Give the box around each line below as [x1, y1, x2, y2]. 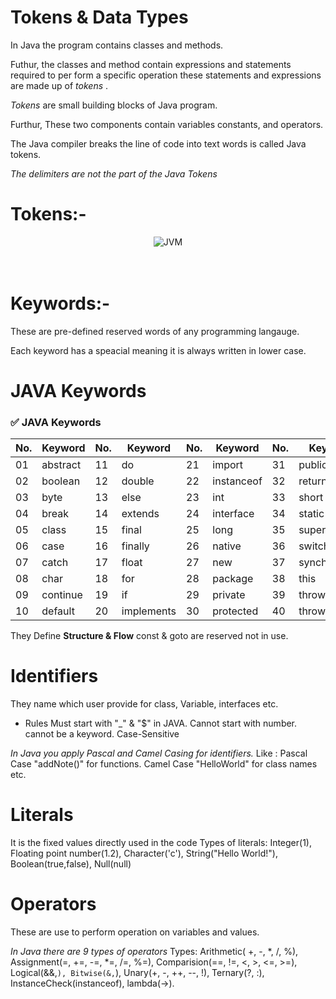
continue [41, 588, 83, 602]
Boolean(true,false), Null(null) [10, 858, 132, 870]
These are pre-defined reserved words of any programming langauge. [10, 325, 300, 337]
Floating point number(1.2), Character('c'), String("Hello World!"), [10, 847, 278, 860]
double [121, 474, 155, 488]
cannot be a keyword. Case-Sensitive [24, 728, 180, 740]
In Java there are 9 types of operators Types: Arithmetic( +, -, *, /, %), [10, 946, 299, 958]
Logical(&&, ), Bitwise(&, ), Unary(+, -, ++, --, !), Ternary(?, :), [10, 967, 265, 979]
